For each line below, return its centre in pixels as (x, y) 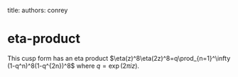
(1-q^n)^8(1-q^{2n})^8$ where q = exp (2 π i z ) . (74, 66)
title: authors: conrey (38, 10)
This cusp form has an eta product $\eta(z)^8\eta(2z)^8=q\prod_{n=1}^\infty (119, 58)
